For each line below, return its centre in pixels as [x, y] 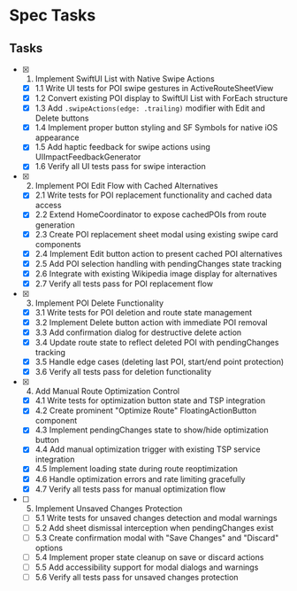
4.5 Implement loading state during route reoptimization [137, 469]
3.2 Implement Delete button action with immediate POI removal [151, 322]
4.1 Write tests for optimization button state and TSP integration [150, 400]
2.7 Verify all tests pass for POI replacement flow [124, 284]
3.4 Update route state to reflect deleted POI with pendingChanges [157, 342]
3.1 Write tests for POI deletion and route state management [143, 312]
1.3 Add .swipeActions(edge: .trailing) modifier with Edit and [150, 108]
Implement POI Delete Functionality [99, 303]
